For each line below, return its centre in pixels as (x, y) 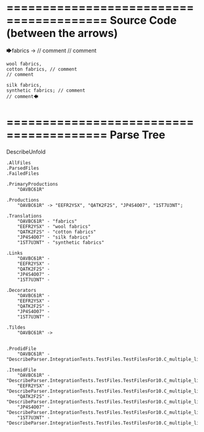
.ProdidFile (21, 349)
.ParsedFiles (23, 168)
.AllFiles (19, 163)
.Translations (24, 216)
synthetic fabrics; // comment (46, 90)
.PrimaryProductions (32, 184)
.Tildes (16, 327)
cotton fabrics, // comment (42, 69)
